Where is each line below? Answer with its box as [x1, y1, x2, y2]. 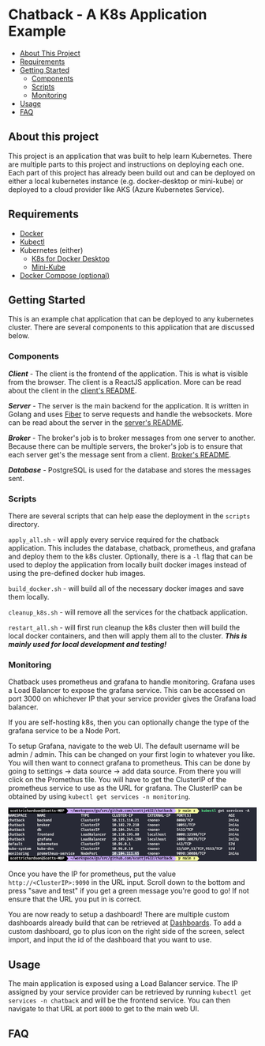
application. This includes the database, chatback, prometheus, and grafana [8, 543, 256, 552]
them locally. [8, 592, 50, 601]
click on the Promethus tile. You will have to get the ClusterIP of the [8, 775, 227, 784]
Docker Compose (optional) [19, 270, 110, 280]
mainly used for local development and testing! [8, 639, 167, 649]
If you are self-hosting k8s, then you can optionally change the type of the [8, 717, 250, 728]
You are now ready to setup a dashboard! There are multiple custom [8, 910, 230, 920]
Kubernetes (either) [19, 245, 84, 254]
